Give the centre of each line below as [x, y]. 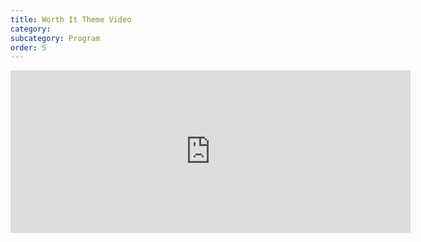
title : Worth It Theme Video [71, 19]
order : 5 [28, 47]
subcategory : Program [55, 38]
